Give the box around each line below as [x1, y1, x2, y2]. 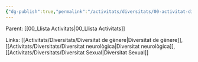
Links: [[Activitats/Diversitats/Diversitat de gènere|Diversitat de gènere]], [5, 36, 183, 43]
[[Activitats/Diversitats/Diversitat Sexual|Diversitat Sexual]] [5, 48, 149, 56]
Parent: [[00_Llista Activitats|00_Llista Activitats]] [5, 25, 125, 32]
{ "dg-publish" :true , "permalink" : [5, 8, 88, 15]
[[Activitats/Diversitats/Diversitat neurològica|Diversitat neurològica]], [5, 43, 176, 50]
